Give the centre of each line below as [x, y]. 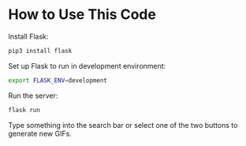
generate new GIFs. [40, 133]
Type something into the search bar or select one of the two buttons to [123, 125]
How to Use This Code [82, 15]
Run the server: [33, 95]
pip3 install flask [40, 51]
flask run [24, 110]
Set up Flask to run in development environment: [87, 66]
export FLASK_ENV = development [58, 80]
